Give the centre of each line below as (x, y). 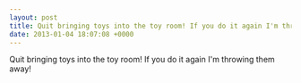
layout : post (34, 17)
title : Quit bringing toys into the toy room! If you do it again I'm (144, 26)
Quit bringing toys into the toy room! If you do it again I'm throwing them (142, 60)
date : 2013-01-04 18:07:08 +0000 (72, 34)
